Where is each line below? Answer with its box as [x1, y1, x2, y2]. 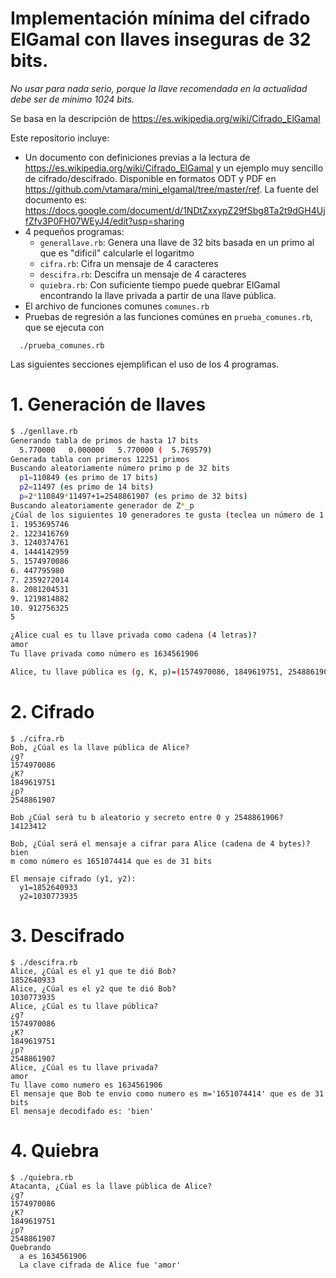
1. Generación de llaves [10, 393, 207, 416]
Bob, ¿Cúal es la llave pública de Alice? [10, 742, 190, 752]
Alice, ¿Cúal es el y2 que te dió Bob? [10, 983, 177, 994]
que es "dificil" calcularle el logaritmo [39, 247, 195, 259]
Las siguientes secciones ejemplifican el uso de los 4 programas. [10, 358, 280, 370]
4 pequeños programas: [24, 225, 125, 237]
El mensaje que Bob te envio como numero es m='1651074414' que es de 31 [10, 1088, 325, 1099]
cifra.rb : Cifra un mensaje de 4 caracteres [39, 257, 219, 269]
